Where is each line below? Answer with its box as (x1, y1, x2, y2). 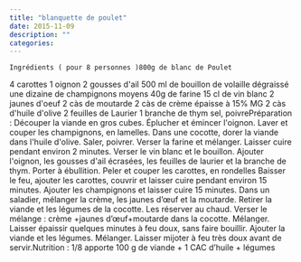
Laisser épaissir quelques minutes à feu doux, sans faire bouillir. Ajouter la (9, 223, 286, 234)
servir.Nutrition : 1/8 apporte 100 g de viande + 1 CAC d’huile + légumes (9, 242, 276, 253)
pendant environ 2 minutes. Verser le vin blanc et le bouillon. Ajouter (9, 146, 264, 157)
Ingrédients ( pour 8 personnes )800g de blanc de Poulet (9, 63, 232, 72)
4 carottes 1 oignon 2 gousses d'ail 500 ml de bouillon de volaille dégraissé (9, 79, 289, 90)
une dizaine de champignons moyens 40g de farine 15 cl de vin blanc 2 (9, 89, 275, 99)
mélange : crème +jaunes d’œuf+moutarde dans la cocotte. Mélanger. (9, 213, 270, 224)
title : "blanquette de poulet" (9, 13, 127, 23)
